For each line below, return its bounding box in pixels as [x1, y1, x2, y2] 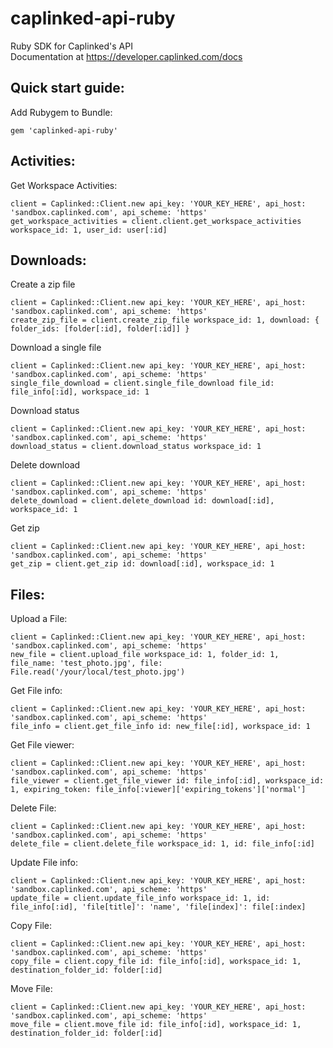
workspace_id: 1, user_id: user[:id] [10, 225, 168, 235]
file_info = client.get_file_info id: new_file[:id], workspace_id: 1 [10, 722, 311, 732]
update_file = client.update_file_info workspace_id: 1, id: [10, 893, 271, 904]
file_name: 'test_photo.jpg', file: [10, 658, 163, 669]
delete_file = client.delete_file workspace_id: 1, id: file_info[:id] [10, 839, 315, 849]
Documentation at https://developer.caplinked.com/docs [10, 50, 243, 62]
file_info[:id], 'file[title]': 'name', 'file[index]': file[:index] [10, 902, 307, 912]
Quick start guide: [10, 80, 125, 97]
